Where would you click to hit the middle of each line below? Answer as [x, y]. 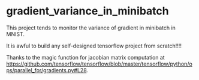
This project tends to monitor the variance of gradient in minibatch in [91, 28]
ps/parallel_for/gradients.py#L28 [46, 70]
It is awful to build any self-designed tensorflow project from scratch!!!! [94, 46]
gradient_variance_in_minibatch [88, 11]
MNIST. [16, 34]
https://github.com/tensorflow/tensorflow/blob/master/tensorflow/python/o [99, 64]
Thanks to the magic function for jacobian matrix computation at [85, 57]
